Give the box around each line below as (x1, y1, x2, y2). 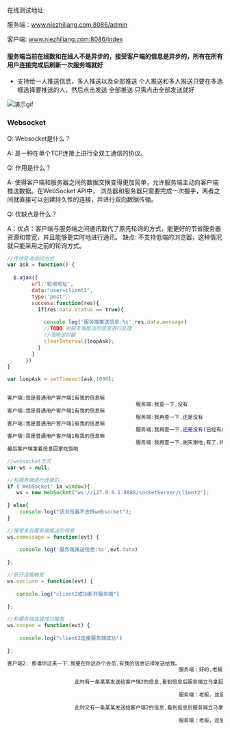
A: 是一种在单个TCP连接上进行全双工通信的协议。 (7, 149, 147, 157)
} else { (7, 502, 29, 509)
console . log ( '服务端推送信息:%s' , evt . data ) (19, 546, 138, 553)
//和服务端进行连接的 (7, 476, 60, 483)
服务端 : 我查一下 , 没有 (136, 400, 188, 408)
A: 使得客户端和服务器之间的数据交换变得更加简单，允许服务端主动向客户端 (7, 178, 219, 186)
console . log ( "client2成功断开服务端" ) (16, 590, 120, 598)
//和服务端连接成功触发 (7, 616, 65, 622)
